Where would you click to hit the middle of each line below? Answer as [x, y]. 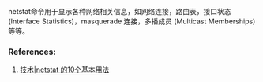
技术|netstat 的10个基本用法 [64, 70]
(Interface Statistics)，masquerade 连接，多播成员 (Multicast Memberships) [132, 21]
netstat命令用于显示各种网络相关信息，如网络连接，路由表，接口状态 [120, 11]
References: [32, 52]
